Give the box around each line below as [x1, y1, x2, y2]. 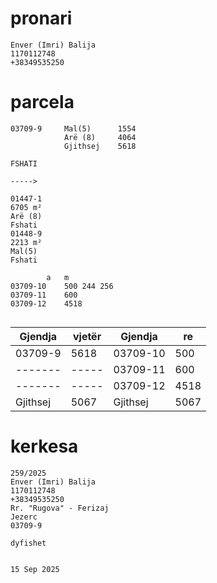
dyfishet [10, 538, 47, 548]
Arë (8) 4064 [63, 132, 137, 142]
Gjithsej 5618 [63, 141, 137, 151]
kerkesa [10, 435, 79, 458]
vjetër [72, 329, 102, 343]
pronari [10, 7, 73, 30]
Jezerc [10, 512, 38, 522]
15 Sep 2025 [10, 564, 60, 574]
